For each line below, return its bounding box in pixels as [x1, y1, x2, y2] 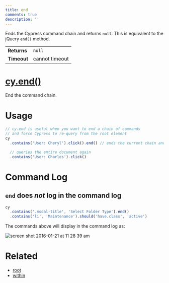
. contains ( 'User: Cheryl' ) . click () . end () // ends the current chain [10, 140, 156, 146]
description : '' [5, 17, 39, 22]
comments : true [5, 12, 37, 17]
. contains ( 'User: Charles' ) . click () [10, 154, 87, 159]
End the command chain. [5, 92, 57, 98]
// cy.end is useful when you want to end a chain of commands [5, 126, 141, 131]
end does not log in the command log [5, 191, 122, 200]
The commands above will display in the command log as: [5, 223, 125, 229]
